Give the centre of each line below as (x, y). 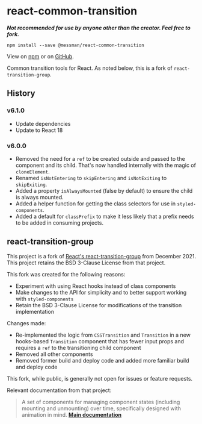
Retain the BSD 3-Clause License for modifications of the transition (99, 305)
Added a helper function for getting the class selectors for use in (96, 204)
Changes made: (26, 323)
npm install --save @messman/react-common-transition (76, 45)
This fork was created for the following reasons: (66, 274)
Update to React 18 (39, 130)
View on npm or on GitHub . (40, 56)
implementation (35, 311)
